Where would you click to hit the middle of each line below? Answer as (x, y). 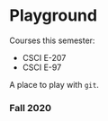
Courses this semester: (52, 40)
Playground (53, 16)
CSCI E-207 (44, 57)
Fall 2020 (31, 108)
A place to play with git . (54, 84)
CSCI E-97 (42, 67)
